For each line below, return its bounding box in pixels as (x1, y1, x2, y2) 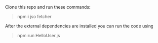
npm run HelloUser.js (17, 33, 60, 38)
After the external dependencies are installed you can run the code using (5, 23, 154, 29)
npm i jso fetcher (17, 14, 52, 19)
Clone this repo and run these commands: (5, 4, 91, 10)
